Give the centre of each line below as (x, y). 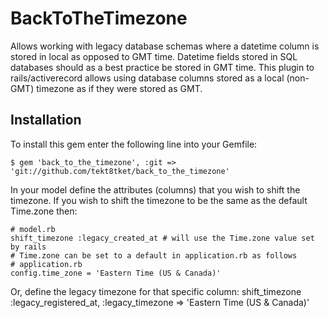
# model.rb (33, 229)
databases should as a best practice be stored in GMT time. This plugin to (162, 67)
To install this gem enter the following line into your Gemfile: (134, 144)
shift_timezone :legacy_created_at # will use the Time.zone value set (162, 238)
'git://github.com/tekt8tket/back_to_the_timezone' (120, 171)
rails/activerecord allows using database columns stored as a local (147, 78)
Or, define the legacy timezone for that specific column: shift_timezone (156, 291)
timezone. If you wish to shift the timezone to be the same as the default (159, 200)
